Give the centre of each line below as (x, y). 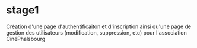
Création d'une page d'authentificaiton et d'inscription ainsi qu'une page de (99, 26)
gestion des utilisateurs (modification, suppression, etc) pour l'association (96, 32)
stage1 (23, 10)
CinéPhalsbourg (26, 39)
